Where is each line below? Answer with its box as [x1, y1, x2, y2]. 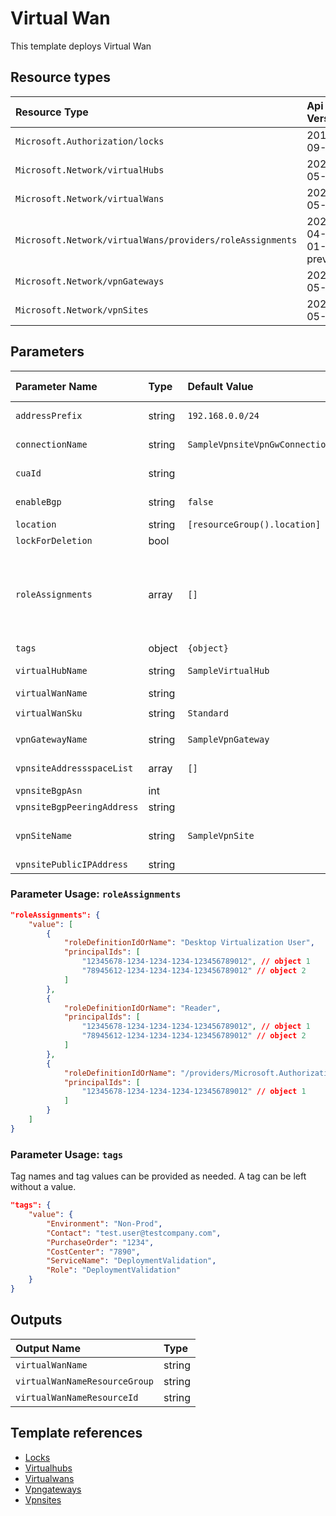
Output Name [15, 1341, 81, 1355]
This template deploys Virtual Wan [10, 40, 152, 52]
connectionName [15, 438, 88, 450]
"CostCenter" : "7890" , [46, 1247, 141, 1257]
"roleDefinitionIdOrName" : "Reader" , [63, 1003, 222, 1013]
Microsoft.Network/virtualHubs [15, 164, 165, 176]
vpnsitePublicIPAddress [15, 858, 129, 870]
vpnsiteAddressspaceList [15, 762, 134, 774]
